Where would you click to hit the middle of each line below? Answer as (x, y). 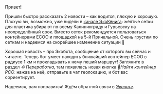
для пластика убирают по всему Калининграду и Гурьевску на (71, 27)
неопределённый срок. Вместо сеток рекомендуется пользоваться (75, 32)
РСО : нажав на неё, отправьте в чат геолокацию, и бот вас (66, 72)
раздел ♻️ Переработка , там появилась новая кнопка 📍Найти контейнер (81, 67)
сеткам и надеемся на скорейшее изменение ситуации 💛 (65, 42)
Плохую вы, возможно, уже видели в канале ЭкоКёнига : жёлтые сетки (79, 22)
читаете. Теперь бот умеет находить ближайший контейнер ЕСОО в (76, 57)
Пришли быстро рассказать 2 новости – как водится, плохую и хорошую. (82, 16)
